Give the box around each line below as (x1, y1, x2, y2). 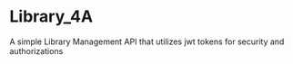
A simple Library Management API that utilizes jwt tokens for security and (9, 36, 285, 47)
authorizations (9, 45, 64, 56)
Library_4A (9, 6, 94, 27)
